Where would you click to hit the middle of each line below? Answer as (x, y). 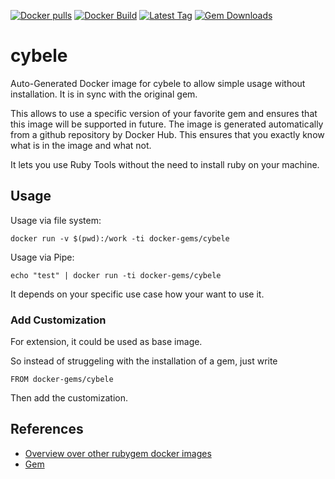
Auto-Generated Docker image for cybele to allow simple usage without (158, 83)
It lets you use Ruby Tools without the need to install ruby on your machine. (165, 164)
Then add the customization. (69, 398)
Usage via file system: (56, 220)
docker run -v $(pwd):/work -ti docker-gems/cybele (120, 238)
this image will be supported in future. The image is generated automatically (167, 124)
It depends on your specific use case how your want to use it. (137, 294)
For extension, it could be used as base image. (106, 342)
